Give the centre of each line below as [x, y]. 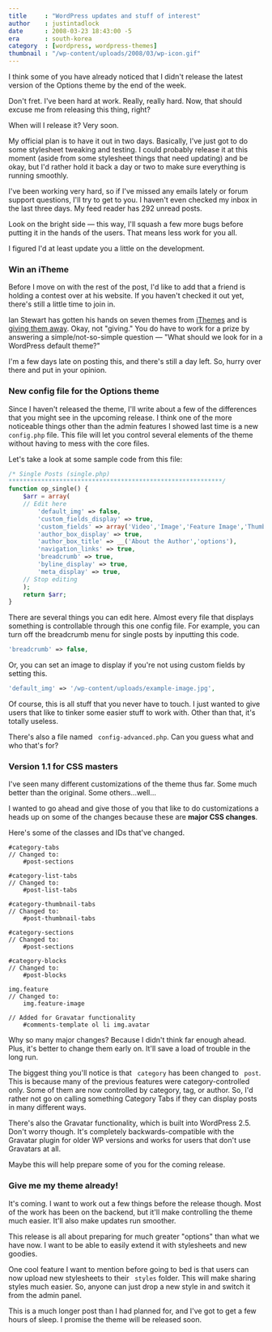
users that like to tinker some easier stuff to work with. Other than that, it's [132, 713]
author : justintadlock [54, 24]
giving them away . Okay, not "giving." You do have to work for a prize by [129, 328]
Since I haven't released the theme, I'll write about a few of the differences [133, 409]
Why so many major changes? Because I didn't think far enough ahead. [127, 1040]
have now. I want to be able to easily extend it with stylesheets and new [128, 1244]
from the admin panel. [45, 1295]
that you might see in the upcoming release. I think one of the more [120, 418]
